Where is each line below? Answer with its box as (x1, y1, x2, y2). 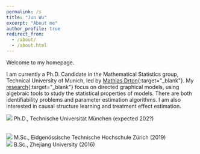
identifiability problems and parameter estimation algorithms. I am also (6, 96, 181, 103)
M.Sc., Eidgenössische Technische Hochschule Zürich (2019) (13, 134, 166, 141)
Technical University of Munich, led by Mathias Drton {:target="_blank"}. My (6, 76, 194, 84)
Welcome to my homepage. (6, 58, 75, 66)
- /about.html (11, 43, 47, 49)
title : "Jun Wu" (6, 14, 47, 20)
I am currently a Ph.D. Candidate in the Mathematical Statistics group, (6, 70, 179, 78)
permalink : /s (6, 8, 42, 15)
